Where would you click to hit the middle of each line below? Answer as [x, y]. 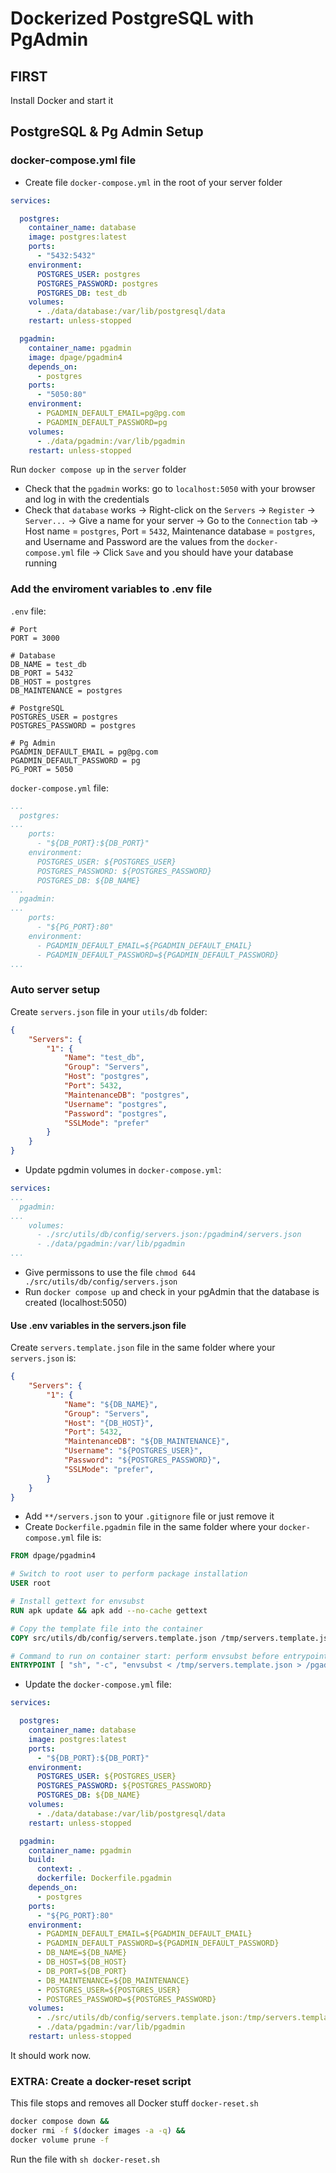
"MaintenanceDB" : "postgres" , [126, 1095]
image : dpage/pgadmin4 [75, 357]
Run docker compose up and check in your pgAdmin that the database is [172, 1292]
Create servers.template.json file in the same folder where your [143, 1348]
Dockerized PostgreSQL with [132, 18]
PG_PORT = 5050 [42, 769]
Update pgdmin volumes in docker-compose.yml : [123, 1170]
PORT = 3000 [35, 638]
